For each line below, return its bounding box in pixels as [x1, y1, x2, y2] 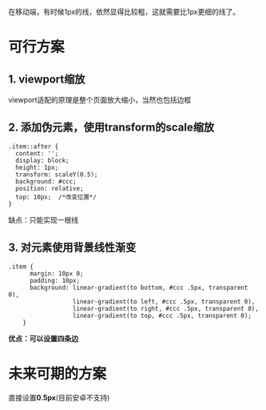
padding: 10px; [29, 276, 81, 284]
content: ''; [15, 149, 59, 158]
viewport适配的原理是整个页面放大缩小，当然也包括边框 [8, 95, 192, 104]
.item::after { [8, 143, 59, 151]
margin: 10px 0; [29, 269, 84, 278]
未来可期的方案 [8, 364, 107, 383]
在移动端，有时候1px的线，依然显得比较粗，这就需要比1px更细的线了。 [8, 7, 240, 16]
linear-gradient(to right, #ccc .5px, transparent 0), [72, 304, 260, 312]
